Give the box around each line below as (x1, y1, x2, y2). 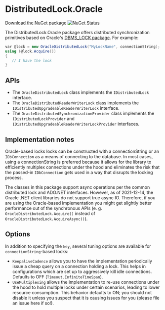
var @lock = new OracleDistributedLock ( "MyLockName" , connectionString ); (5, 44, 161, 49)
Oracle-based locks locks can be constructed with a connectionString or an (5, 148, 160, 154)
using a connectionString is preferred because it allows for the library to (5, 159, 152, 165)
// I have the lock (11, 58, 52, 63)
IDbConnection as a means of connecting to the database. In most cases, (5, 153, 153, 159)
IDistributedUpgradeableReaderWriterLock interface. (12, 105, 120, 111)
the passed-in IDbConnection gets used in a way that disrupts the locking (5, 169, 153, 175)
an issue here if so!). (12, 300, 54, 306)
